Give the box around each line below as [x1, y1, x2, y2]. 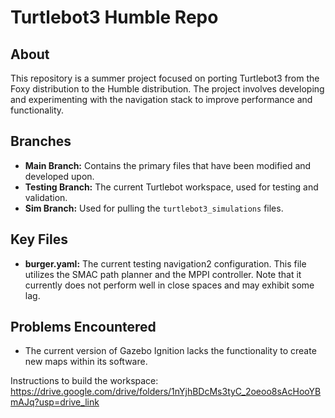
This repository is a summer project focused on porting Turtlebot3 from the [10, 72, 320, 84]
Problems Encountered [10, 319, 157, 336]
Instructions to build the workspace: [10, 375, 159, 387]
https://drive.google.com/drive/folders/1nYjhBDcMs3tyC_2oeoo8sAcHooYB [10, 386, 322, 398]
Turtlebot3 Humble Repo [10, 6, 219, 29]
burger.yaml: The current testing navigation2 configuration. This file [24, 257, 307, 270]
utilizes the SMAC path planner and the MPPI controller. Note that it [24, 268, 302, 280]
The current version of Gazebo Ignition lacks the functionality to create [24, 345, 317, 357]
